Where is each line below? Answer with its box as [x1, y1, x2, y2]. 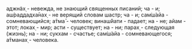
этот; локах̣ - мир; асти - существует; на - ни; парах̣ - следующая [6, 24, 175, 31]
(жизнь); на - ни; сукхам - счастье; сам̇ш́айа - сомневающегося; [6, 30, 172, 37]
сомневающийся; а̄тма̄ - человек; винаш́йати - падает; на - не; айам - [6, 18, 187, 24]
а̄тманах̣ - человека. [6, 37, 59, 43]
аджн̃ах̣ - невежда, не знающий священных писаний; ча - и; [6, 5, 160, 12]
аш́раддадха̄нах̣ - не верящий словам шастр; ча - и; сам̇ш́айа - [6, 11, 169, 18]
